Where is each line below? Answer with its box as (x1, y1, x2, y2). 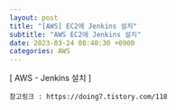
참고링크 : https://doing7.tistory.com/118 (9, 92, 168, 102)
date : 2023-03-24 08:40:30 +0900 (9, 38, 135, 48)
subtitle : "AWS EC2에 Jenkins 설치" (9, 30, 142, 39)
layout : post (9, 13, 59, 23)
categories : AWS (9, 47, 70, 56)
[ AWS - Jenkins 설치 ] (9, 73, 92, 84)
